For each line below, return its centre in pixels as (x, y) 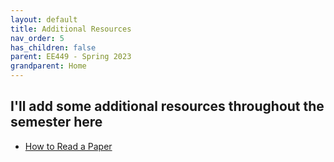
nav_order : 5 (37, 38)
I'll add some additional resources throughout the (167, 106)
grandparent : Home (48, 66)
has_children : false (53, 47)
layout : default (44, 19)
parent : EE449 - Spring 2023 (71, 57)
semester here (56, 122)
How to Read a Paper (68, 146)
